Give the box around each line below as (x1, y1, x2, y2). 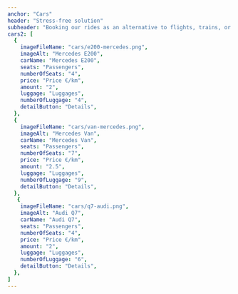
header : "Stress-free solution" (7, 17, 103, 24)
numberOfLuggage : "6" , (20, 256, 88, 263)
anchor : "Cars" (7, 10, 53, 18)
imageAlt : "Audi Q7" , (20, 210, 84, 217)
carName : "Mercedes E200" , (20, 57, 100, 64)
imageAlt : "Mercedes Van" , (20, 130, 100, 137)
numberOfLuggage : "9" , (20, 176, 88, 183)
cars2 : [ (7, 30, 33, 38)
